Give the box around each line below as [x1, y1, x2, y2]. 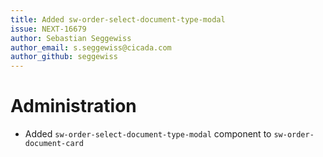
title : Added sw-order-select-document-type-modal [10, 14, 226, 25]
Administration [10, 95, 137, 118]
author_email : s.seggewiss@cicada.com [10, 42, 172, 53]
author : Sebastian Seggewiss [10, 33, 132, 43]
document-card [24, 139, 84, 149]
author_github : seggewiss [10, 52, 118, 62]
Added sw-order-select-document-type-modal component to [24, 128, 272, 140]
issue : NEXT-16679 [10, 24, 87, 34]
